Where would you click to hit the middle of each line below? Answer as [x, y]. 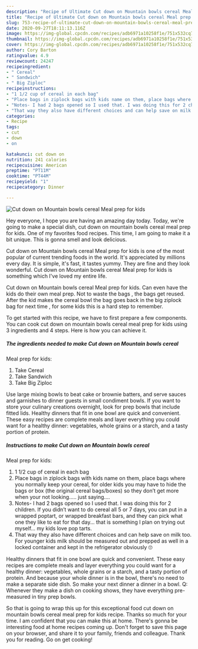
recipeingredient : [29, 66]
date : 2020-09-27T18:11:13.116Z [46, 28]
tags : [13, 127]
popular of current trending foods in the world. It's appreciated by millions [96, 257]
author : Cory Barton [32, 50]
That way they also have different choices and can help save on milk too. [103, 534]
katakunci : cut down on [35, 154]
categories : [21, 116]
